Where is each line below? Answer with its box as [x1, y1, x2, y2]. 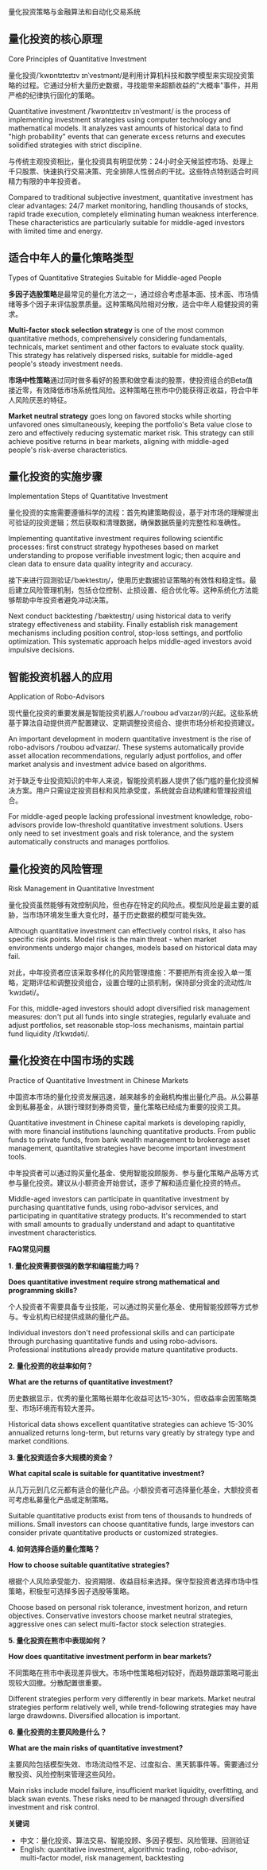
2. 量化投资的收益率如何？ [8, 1361, 94, 1370]
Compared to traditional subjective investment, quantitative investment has [8, 192, 253, 201]
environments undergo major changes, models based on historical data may [8, 943, 257, 953]
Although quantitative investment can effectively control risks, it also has [8, 926, 246, 936]
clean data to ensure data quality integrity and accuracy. [8, 559, 193, 569]
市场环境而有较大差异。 [21, 1403, 99, 1412]
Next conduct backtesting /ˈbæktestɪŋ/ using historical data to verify [8, 611, 232, 621]
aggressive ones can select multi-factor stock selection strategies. [8, 1619, 226, 1629]
